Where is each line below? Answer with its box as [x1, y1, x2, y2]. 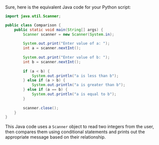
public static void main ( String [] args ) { [14, 27, 103, 32]
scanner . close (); [23, 105, 59, 110]
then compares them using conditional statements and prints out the [5, 129, 145, 135]
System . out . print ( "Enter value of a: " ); [23, 41, 110, 46]
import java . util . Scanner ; [5, 14, 61, 19]
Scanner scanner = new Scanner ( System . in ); [23, 32, 114, 37]
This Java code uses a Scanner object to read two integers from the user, [5, 124, 154, 130]
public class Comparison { [5, 22, 61, 28]
